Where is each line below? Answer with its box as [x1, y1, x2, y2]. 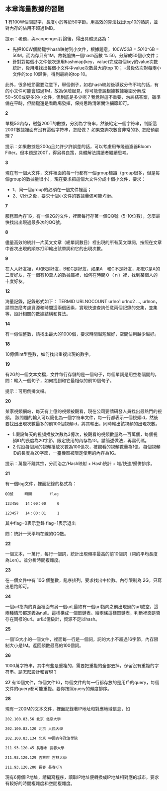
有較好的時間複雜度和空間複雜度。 [5, 780, 75, 786]
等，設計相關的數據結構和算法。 [5, 311, 71, 316]
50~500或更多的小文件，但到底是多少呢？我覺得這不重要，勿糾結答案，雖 [5, 94, 157, 100]
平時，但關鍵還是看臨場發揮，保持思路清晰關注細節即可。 [13, 100, 132, 106]
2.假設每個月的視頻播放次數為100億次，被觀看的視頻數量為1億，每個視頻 [12, 444, 161, 450]
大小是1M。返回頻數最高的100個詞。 [9, 642, 83, 648]
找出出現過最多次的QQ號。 [9, 219, 65, 225]
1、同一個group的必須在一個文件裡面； [12, 186, 92, 192]
